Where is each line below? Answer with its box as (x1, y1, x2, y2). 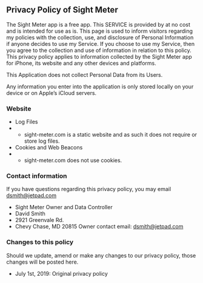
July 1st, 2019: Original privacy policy (15, 270, 108, 277)
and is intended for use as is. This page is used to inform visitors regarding (6, 27, 193, 34)
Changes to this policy (6, 238, 74, 247)
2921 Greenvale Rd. (15, 216, 64, 224)
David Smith (15, 210, 45, 217)
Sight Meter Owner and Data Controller (15, 204, 113, 211)
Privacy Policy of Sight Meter (6, 5, 118, 15)
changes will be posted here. (6, 258, 79, 265)
